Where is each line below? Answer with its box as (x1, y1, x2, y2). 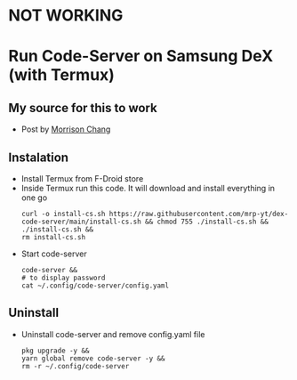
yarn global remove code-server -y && (20, 353, 165, 363)
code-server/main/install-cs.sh (20, 217, 141, 226)
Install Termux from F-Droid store (20, 174, 144, 183)
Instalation (8, 150, 68, 165)
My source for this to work (8, 100, 157, 116)
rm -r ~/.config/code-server (20, 361, 130, 370)
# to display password (20, 273, 106, 282)
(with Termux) (8, 65, 115, 85)
